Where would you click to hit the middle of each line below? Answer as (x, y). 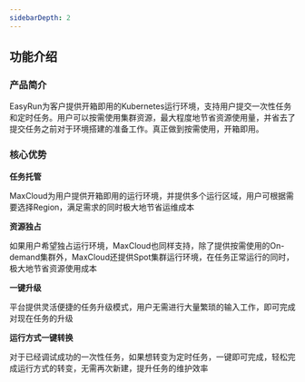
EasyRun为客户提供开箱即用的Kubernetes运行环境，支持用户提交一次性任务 (151, 106)
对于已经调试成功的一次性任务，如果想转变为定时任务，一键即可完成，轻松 (148, 357)
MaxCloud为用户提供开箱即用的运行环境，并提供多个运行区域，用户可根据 (148, 195)
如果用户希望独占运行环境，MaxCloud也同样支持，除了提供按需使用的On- (147, 245)
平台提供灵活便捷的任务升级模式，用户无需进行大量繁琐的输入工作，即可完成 (152, 307)
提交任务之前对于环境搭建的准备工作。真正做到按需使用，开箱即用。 (137, 129)
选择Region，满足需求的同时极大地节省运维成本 (106, 207)
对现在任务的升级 (41, 318)
